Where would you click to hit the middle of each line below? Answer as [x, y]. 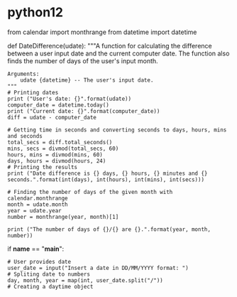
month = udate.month [38, 204]
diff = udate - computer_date [52, 117]
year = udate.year [34, 210]
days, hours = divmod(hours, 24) [57, 161]
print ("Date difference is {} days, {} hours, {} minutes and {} [108, 173]
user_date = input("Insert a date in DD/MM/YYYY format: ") [98, 268]
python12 [35, 12]
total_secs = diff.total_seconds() [60, 142]
